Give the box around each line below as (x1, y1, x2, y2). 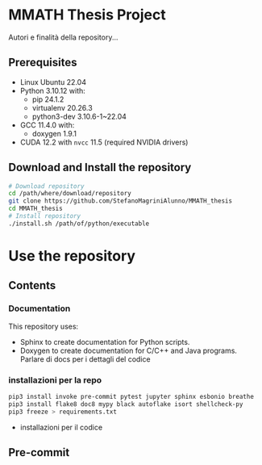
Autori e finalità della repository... (8, 32, 119, 42)
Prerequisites (8, 56, 77, 69)
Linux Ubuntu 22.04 (19, 77, 87, 86)
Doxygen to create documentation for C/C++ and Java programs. (19, 346, 238, 355)
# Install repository (8, 212, 81, 220)
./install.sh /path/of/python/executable (8, 220, 150, 228)
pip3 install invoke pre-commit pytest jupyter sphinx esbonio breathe (8, 392, 254, 400)
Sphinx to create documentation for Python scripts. (19, 337, 190, 346)
